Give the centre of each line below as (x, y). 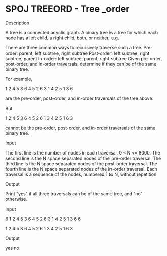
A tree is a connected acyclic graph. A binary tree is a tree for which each (82, 32)
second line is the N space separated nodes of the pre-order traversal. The (83, 158)
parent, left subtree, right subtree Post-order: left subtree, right (84, 53)
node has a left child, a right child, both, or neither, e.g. (62, 38)
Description (17, 23)
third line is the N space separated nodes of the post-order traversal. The (81, 163)
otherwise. (16, 199)
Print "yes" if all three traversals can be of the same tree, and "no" (74, 194)
